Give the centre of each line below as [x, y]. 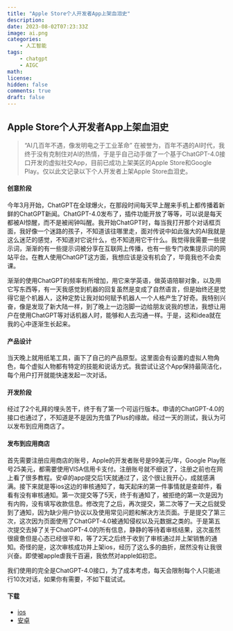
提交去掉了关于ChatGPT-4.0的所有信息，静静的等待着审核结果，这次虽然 [116, 529]
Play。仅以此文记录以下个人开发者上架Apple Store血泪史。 [108, 171]
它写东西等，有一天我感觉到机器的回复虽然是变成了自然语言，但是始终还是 [113, 289]
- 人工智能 [33, 46]
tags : [15, 53]
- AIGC [29, 65]
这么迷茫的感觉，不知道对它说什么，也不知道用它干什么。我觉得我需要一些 [113, 240]
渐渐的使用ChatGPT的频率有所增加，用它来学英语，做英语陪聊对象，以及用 [114, 281]
